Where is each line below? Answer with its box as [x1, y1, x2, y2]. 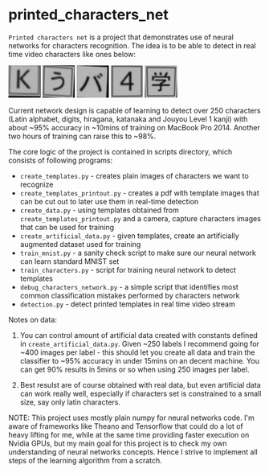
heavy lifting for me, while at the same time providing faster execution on [8, 430, 250, 439]
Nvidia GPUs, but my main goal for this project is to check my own [8, 438, 227, 448]
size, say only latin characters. [19, 397, 121, 407]
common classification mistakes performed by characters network [19, 290, 240, 300]
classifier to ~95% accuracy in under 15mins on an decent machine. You [19, 356, 259, 365]
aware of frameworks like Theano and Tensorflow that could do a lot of [8, 421, 243, 431]
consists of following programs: [8, 155, 113, 165]
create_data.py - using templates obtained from [19, 205, 179, 215]
